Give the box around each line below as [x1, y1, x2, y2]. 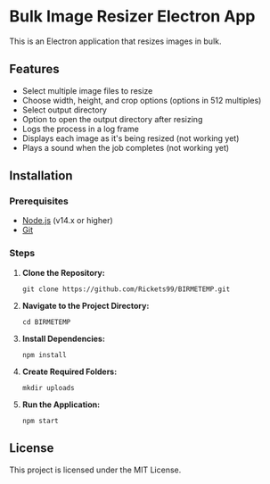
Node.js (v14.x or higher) [21, 215, 113, 226]
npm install [21, 350, 67, 359]
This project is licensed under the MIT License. [9, 464, 182, 475]
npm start [21, 416, 60, 425]
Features [9, 62, 60, 77]
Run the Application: [21, 399, 101, 410]
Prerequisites [9, 195, 69, 207]
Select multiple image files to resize [21, 85, 153, 96]
